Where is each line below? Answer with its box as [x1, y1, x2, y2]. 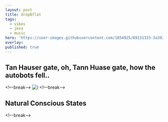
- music [9, 31, 26, 36]
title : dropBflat [5, 12, 41, 17]
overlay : [5, 40, 23, 45]
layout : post [5, 7, 32, 13]
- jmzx [9, 26, 23, 31]
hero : [5, 36, 16, 41]
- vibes [9, 21, 26, 27]
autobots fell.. [5, 71, 50, 80]
